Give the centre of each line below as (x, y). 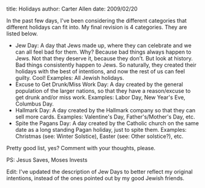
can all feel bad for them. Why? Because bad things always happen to (103, 52)
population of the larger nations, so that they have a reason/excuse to (103, 91)
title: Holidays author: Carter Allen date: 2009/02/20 (72, 9)
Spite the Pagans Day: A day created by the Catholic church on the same (107, 123)
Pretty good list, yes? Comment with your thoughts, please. (81, 148)
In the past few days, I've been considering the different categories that (97, 20)
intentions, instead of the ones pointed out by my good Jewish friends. (95, 178)
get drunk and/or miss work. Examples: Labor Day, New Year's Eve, (100, 97)
